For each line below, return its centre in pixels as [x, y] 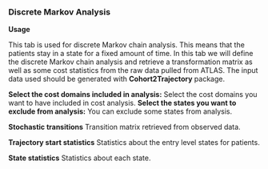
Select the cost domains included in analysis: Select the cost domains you [133, 95]
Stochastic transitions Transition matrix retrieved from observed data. [125, 127]
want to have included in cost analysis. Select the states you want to [122, 103]
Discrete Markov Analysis [59, 12]
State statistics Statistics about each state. [80, 158]
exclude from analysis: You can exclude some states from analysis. [120, 111]
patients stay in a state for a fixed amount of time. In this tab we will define [131, 54]
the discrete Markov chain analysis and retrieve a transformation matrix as [131, 62]
